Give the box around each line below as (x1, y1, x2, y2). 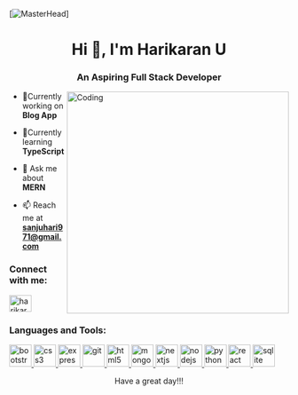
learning (21, 137, 53, 147)
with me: (9, 274, 48, 287)
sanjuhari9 (21, 222, 64, 233)
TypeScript (21, 146, 65, 157)
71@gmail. (21, 232, 62, 242)
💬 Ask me (21, 163, 58, 174)
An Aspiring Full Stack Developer (76, 71, 222, 83)
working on (21, 100, 64, 111)
